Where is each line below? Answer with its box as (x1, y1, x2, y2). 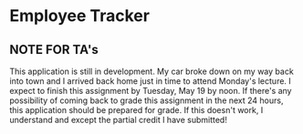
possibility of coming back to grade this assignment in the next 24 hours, (9, 95, 284, 106)
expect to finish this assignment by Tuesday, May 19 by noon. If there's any (9, 86, 292, 96)
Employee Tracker (9, 5, 151, 26)
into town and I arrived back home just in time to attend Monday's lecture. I (9, 76, 292, 87)
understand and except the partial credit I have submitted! (9, 115, 228, 125)
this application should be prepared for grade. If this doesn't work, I (9, 105, 264, 115)
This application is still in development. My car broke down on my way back (9, 66, 294, 77)
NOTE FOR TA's (9, 42, 99, 57)
